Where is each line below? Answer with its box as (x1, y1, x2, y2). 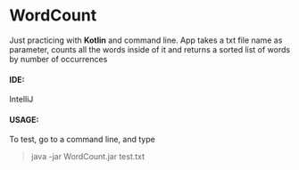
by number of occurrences (9, 53, 108, 64)
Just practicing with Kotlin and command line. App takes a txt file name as (9, 35, 283, 45)
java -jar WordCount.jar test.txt (30, 151, 145, 162)
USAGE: (9, 114, 39, 125)
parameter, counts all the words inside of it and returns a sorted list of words (9, 44, 291, 54)
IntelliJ (9, 94, 34, 105)
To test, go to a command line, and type (9, 134, 156, 145)
